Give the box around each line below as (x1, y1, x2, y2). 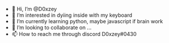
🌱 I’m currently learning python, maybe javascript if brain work (11, 18, 163, 24)
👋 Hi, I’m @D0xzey (11, 6, 57, 12)
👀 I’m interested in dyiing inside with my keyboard (11, 12, 132, 19)
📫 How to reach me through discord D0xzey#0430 (11, 31, 137, 37)
